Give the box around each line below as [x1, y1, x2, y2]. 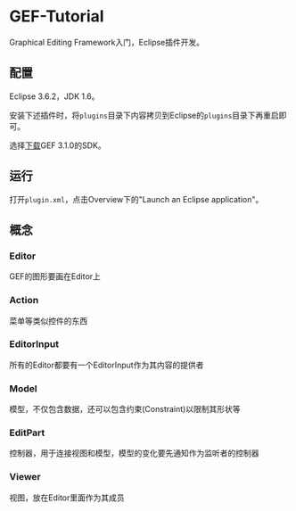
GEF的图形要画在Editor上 [9, 271, 101, 282]
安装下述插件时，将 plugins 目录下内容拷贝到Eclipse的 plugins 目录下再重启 [9, 110, 279, 120]
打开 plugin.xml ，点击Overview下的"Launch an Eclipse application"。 [9, 194, 264, 204]
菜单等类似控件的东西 [9, 315, 87, 326]
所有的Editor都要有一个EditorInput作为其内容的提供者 [9, 359, 204, 370]
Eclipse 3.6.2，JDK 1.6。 [9, 91, 100, 102]
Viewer [9, 471, 42, 483]
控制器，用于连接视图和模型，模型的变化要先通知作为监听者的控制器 [9, 448, 259, 458]
